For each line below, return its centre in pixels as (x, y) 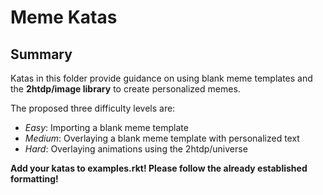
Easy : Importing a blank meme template (106, 127)
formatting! (34, 179)
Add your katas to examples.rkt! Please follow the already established (159, 168)
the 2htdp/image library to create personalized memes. (125, 89)
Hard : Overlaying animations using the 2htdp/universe (136, 149)
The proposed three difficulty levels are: (93, 108)
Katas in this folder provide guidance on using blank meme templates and (161, 78)
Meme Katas (64, 17)
